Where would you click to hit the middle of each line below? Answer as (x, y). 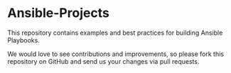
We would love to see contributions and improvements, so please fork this (116, 54)
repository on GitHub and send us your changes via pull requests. (103, 61)
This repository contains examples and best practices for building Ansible (115, 33)
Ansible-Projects (59, 13)
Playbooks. (24, 40)
